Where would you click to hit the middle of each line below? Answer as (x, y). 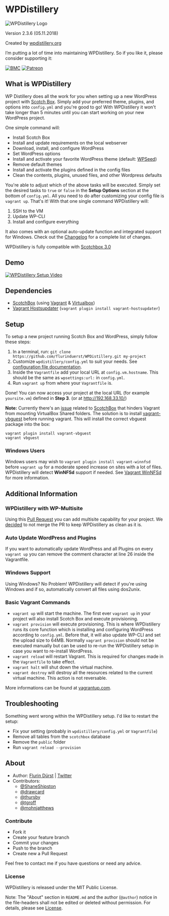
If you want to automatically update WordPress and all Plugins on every (79, 549)
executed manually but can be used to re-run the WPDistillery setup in (86, 646)
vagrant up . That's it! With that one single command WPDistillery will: (77, 201)
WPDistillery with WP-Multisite (44, 508)
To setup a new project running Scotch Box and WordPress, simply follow (81, 337)
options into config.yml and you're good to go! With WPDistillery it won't (81, 107)
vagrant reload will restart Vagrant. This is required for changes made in (88, 656)
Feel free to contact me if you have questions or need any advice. (73, 863)
